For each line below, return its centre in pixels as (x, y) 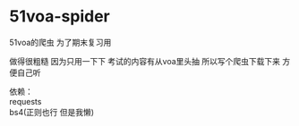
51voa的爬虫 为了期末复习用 (60, 42)
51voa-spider (60, 17)
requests (26, 101)
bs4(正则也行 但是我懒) (52, 112)
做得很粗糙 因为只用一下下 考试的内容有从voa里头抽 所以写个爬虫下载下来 (145, 61)
